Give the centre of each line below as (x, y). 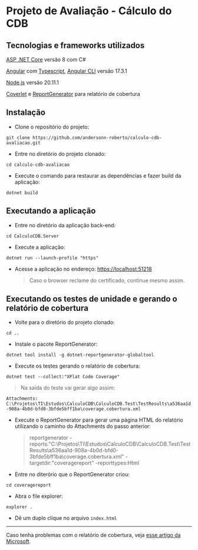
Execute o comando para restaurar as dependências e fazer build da (98, 175)
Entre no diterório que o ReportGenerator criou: (72, 474)
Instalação (26, 113)
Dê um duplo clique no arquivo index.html (66, 518)
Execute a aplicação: (40, 247)
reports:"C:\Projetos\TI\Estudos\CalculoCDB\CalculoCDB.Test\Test (110, 444)
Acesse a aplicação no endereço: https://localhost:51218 (83, 269)
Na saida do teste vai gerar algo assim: (68, 388)
